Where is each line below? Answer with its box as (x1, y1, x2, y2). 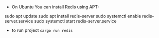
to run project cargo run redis (11, 28, 73, 33)
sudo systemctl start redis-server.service (34, 19, 117, 24)
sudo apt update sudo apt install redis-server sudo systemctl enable (4, 13, 141, 19)
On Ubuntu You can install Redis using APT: (11, 4, 99, 9)
